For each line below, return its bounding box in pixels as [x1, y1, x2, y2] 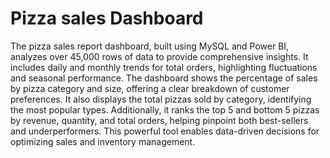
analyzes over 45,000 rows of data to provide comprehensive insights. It [10, 50, 309, 62]
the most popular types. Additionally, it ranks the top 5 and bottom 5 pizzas [10, 103, 320, 116]
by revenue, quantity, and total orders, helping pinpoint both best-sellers [10, 114, 309, 126]
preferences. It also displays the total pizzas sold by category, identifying [10, 93, 312, 105]
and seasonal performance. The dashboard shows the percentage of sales [10, 72, 318, 84]
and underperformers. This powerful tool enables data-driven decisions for [10, 125, 320, 137]
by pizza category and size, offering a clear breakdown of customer [10, 82, 290, 94]
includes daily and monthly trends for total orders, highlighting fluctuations [10, 61, 318, 73]
